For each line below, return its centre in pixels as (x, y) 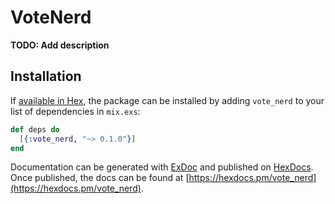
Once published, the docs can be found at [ (100, 178)
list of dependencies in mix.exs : (75, 111)
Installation (46, 76)
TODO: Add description (60, 45)
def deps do (35, 129)
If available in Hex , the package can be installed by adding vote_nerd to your (167, 100)
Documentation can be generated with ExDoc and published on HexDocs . (162, 167)
